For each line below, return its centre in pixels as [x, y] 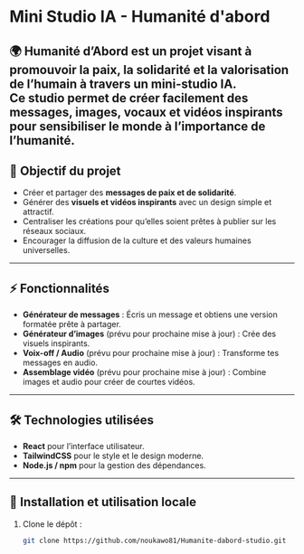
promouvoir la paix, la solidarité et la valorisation [149, 70]
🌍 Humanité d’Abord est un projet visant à [131, 51]
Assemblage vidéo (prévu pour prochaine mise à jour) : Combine [144, 372]
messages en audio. [60, 362]
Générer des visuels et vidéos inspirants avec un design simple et [147, 202]
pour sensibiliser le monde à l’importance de [138, 126]
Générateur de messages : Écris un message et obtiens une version [150, 315]
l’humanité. [42, 141]
